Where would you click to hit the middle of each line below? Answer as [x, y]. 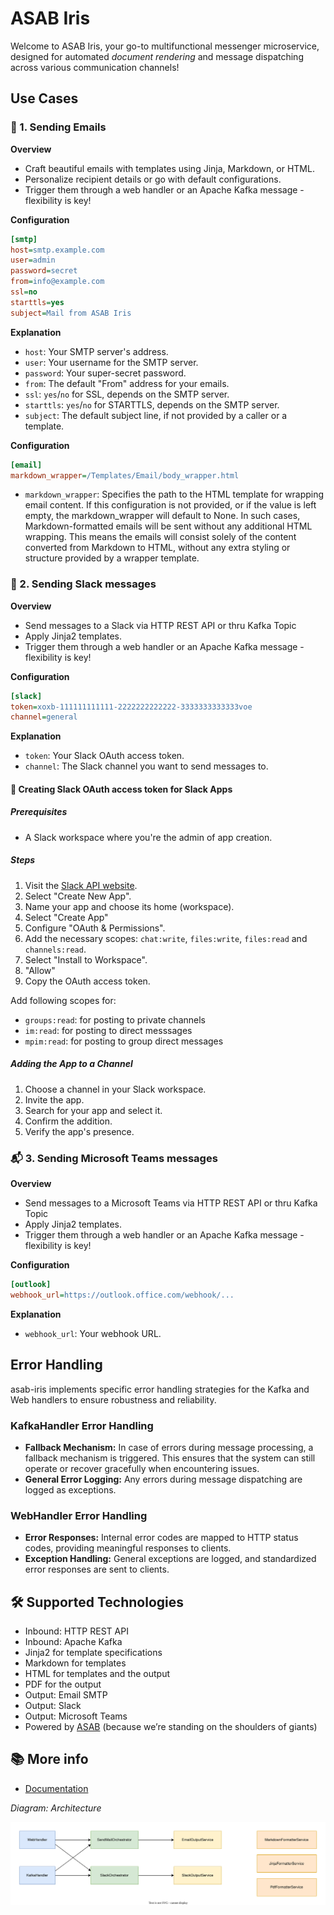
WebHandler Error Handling [79, 1515]
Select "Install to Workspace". [86, 959]
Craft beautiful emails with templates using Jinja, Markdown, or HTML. [169, 168]
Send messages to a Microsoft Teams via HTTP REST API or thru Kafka [171, 1203]
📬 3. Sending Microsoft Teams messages [114, 1158]
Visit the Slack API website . [81, 885]
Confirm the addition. [68, 1121]
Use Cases [44, 98]
